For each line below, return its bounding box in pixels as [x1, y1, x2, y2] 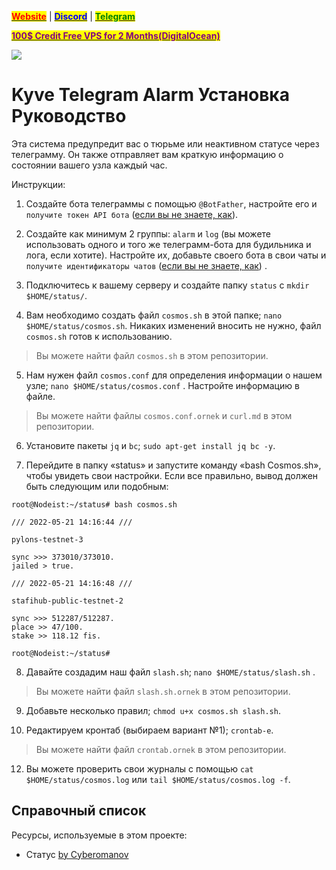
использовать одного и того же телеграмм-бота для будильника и [25, 238, 312, 250]
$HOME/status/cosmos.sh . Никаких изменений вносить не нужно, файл [25, 319, 322, 331]
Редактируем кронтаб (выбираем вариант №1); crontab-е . [25, 724, 274, 736]
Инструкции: [11, 178, 66, 190]
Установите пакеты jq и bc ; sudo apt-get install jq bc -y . [25, 439, 276, 451]
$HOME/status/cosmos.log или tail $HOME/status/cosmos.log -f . [25, 773, 291, 785]
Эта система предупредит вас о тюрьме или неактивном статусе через [11, 137, 320, 150]
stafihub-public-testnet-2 [11, 596, 124, 606]
